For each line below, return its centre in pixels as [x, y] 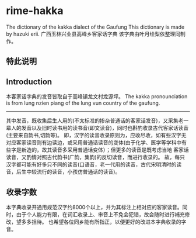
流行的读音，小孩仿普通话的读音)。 [78, 172]
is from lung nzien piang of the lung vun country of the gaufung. [83, 103]
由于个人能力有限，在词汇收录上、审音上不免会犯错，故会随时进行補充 [100, 214]
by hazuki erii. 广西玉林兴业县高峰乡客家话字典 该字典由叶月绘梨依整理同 [93, 34]
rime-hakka [35, 11]
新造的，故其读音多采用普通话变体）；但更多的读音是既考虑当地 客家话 [105, 150]
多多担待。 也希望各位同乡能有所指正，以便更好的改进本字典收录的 [101, 222]
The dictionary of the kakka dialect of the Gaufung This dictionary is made [95, 27]
